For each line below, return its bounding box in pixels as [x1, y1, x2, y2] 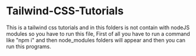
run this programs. [6, 43, 52, 50]
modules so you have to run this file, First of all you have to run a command [6, 30, 190, 37]
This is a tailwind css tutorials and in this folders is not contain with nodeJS [6, 24, 190, 31]
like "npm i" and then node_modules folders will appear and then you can [6, 36, 186, 43]
